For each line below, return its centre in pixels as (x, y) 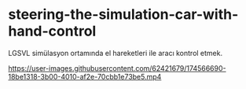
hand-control (52, 31)
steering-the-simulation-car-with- (123, 15)
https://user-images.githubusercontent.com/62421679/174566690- (117, 68)
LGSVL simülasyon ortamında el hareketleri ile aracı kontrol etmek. (116, 53)
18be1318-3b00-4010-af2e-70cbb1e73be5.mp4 (85, 76)
